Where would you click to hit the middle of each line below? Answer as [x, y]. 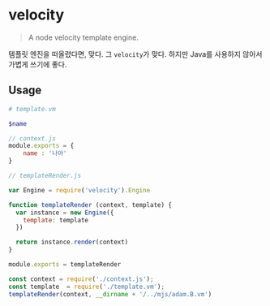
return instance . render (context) [72, 242]
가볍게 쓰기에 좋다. [38, 64]
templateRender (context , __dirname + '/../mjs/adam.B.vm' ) [110, 294]
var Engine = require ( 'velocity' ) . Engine [79, 190]
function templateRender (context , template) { [90, 205]
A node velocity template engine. [84, 37]
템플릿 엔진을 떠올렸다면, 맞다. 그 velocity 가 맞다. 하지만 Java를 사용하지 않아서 [135, 54]
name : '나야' [45, 153]
